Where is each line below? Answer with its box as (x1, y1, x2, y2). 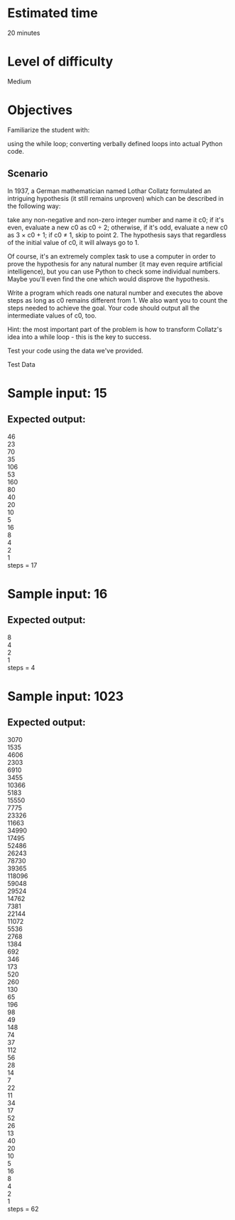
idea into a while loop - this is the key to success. (7, 333, 151, 341)
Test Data (7, 360, 35, 368)
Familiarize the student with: (7, 125, 90, 134)
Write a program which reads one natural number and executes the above (7, 288, 224, 297)
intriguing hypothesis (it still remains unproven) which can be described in (7, 194, 224, 202)
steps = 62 (7, 1204, 39, 1213)
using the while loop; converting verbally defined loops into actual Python (7, 139, 223, 147)
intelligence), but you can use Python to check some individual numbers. (7, 267, 220, 276)
